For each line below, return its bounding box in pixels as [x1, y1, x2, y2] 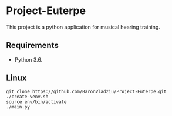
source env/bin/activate [6, 98, 67, 105]
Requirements [6, 40, 59, 50]
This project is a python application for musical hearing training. [6, 23, 160, 30]
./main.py [6, 104, 31, 110]
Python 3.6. [14, 56, 43, 63]
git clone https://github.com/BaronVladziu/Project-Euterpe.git [6, 88, 167, 94]
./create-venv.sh [6, 94, 49, 100]
